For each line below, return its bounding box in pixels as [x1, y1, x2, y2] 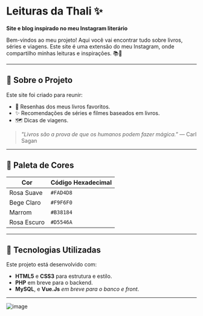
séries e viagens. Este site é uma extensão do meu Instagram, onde [6, 42, 175, 50]
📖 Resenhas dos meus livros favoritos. [14, 103, 111, 110]
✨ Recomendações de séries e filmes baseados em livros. [14, 109, 160, 116]
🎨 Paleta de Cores [6, 160, 74, 171]
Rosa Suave [9, 188, 43, 197]
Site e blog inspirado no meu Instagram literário [6, 24, 128, 31]
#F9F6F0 [50, 199, 72, 206]
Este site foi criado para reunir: [6, 91, 83, 98]
